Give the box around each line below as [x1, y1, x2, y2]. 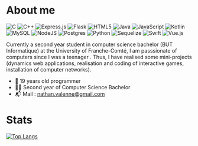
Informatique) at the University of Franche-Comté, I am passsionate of [6, 47, 177, 54]
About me [6, 4, 56, 17]
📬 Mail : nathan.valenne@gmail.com [14, 90, 105, 98]
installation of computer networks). [6, 66, 92, 73]
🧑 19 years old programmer [14, 77, 81, 85]
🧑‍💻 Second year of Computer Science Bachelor [14, 83, 131, 90]
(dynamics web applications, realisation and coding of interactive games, [6, 60, 184, 67]
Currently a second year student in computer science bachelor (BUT [6, 41, 173, 48]
